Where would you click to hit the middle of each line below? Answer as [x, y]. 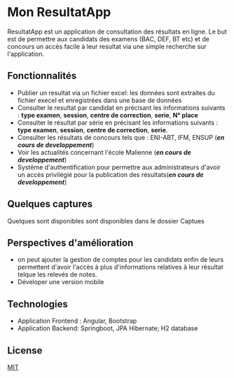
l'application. [26, 54]
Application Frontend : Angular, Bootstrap [77, 321]
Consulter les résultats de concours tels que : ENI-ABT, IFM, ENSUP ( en [121, 137]
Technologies [38, 304]
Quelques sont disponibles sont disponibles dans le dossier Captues [106, 220]
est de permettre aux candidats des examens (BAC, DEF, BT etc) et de [109, 38]
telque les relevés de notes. [57, 274]
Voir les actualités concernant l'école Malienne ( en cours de [104, 152]
